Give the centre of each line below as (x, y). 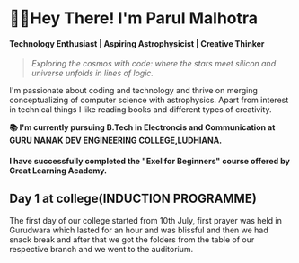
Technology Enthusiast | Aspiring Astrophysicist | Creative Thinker (137, 43)
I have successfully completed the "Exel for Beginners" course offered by (149, 161)
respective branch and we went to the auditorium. (101, 249)
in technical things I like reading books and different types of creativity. (141, 110)
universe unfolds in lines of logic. (92, 73)
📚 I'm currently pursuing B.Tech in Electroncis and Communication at (142, 127)
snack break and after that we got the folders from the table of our (132, 239)
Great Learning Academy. (58, 171)
